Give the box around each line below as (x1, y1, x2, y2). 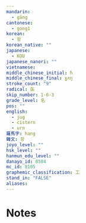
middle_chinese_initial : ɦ (6, 70, 73, 76)
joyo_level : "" (6, 141, 44, 148)
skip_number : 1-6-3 (6, 92, 55, 98)
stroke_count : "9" (6, 81, 52, 87)
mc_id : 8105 (6, 164, 36, 170)
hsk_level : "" (6, 147, 42, 153)
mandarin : (6, 8, 31, 15)
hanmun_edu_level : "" (6, 153, 60, 159)
